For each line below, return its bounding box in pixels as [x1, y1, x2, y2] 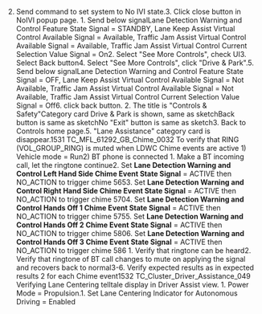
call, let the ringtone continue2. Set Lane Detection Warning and [15, 161, 231, 169]
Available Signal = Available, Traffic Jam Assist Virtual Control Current [15, 41, 248, 51]
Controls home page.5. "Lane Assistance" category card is [15, 126, 211, 136]
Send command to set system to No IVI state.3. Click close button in [15, 7, 241, 16]
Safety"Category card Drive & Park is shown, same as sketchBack [15, 109, 235, 119]
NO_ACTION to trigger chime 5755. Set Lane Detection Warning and [15, 212, 244, 221]
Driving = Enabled [15, 297, 76, 306]
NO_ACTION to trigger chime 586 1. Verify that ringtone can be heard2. [15, 246, 252, 255]
